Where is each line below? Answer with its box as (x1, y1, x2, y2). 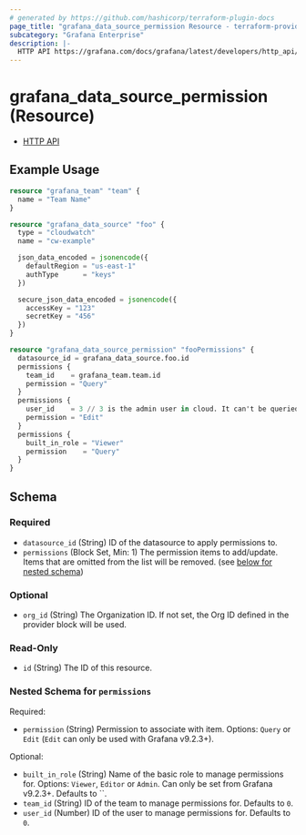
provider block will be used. (22, 619, 127, 630)
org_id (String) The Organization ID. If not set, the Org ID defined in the (22, 609, 290, 620)
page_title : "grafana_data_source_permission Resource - (9, 22, 230, 31)
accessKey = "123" (25, 303, 96, 312)
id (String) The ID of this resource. (22, 662, 153, 674)
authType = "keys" (25, 270, 117, 279)
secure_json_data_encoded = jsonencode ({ (17, 295, 178, 304)
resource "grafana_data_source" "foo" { (9, 219, 166, 229)
